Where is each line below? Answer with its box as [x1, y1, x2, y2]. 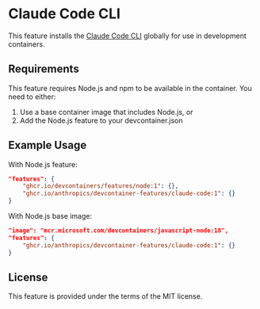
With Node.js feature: [8, 159, 78, 169]
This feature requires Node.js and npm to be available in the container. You [8, 83, 252, 93]
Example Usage [8, 139, 87, 152]
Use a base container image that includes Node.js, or [19, 107, 193, 116]
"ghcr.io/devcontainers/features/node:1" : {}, [22, 182, 179, 190]
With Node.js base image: [8, 212, 93, 221]
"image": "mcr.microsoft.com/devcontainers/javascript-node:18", [8, 227, 228, 235]
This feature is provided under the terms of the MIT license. [8, 292, 203, 301]
